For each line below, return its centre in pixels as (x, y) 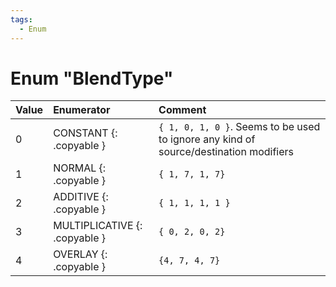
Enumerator (82, 110)
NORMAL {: (80, 168)
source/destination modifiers (226, 152)
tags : (21, 19)
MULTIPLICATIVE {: (98, 226)
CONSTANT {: (85, 133)
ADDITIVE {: (81, 197)
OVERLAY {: (80, 254)
